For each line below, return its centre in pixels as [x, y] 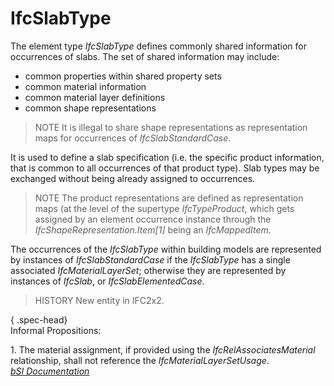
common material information [85, 86]
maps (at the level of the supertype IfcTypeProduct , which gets [164, 208]
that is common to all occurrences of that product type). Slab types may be [165, 168]
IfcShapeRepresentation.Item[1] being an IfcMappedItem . [153, 229]
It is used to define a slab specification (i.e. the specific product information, [167, 157]
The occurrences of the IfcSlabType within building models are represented [166, 249]
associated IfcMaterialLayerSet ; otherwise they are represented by [148, 270]
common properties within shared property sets [123, 76]
